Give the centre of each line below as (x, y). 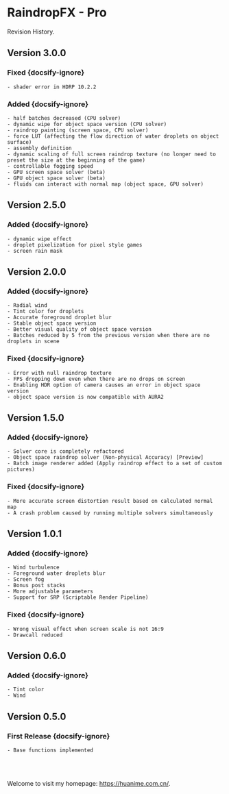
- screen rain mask (35, 251)
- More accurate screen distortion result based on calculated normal (110, 501)
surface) (20, 142)
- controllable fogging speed (50, 166)
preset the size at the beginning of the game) (76, 160)
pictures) (21, 470)
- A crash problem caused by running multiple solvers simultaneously (110, 513)
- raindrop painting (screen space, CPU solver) (78, 130)
